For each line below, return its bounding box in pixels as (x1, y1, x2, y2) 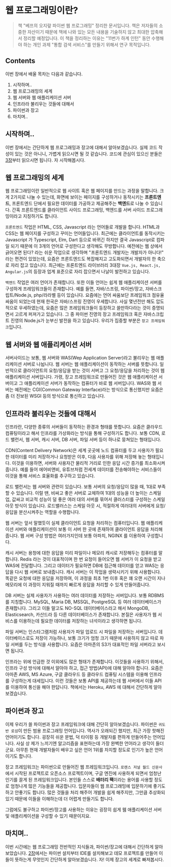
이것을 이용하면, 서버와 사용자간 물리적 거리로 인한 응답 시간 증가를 (12, 460, 144, 466)
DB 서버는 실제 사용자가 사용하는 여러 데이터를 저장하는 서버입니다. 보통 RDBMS (5, 593, 164, 598)
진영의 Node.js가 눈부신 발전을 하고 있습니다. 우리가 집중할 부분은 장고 (10, 318, 149, 324)
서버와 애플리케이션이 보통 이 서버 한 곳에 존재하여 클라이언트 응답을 (14, 526, 149, 532)
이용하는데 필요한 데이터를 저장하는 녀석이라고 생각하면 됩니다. (18, 618, 142, 624)
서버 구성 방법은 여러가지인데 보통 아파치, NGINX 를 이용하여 (25, 533, 146, 539)
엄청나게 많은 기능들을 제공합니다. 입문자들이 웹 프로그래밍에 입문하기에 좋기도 (10, 782, 166, 789)
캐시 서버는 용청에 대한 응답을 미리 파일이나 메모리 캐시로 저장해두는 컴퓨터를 (5, 550, 158, 555)
